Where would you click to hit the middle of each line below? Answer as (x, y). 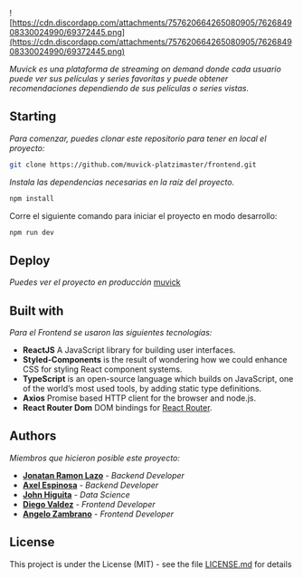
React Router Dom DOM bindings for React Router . (117, 408)
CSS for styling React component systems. (102, 369)
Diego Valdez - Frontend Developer (89, 504)
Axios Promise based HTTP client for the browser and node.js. (139, 398)
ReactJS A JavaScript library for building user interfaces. (129, 350)
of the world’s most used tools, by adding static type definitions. (142, 389)
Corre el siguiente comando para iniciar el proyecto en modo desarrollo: (143, 215)
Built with (37, 311)
